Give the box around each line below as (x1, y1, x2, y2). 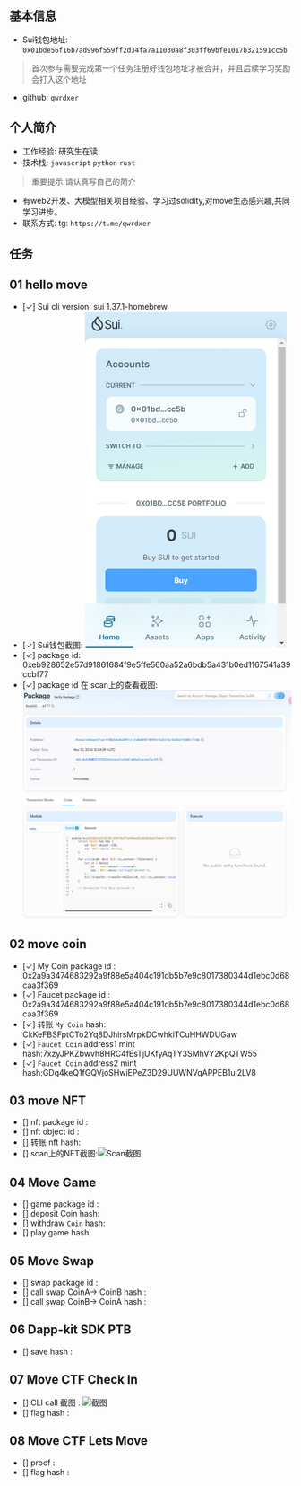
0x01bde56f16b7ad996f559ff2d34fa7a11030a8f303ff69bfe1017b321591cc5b (21, 46, 288, 55)
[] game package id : (21, 1199, 99, 1209)
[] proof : (21, 1457, 56, 1468)
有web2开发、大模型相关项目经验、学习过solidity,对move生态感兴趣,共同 (21, 195, 291, 206)
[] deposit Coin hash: (21, 1209, 100, 1219)
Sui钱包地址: (21, 34, 69, 45)
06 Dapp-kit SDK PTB (9, 1323, 132, 1338)
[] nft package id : (21, 1117, 89, 1128)
